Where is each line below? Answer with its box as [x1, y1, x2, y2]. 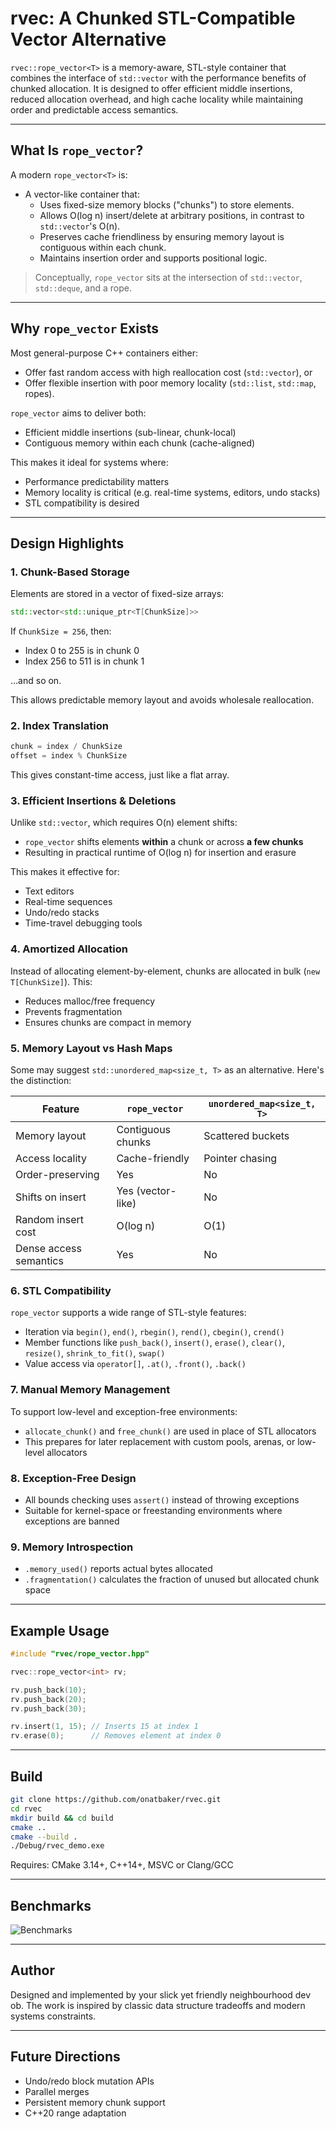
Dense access [15, 1242, 82, 1256]
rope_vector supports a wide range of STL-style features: [10, 1307, 247, 1319]
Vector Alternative [10, 28, 167, 51]
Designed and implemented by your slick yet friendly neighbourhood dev [10, 1988, 312, 2001]
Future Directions [10, 2048, 121, 2066]
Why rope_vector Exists [10, 320, 159, 337]
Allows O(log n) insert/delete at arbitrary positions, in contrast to [39, 209, 305, 221]
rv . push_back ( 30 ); [10, 1703, 87, 1714]
